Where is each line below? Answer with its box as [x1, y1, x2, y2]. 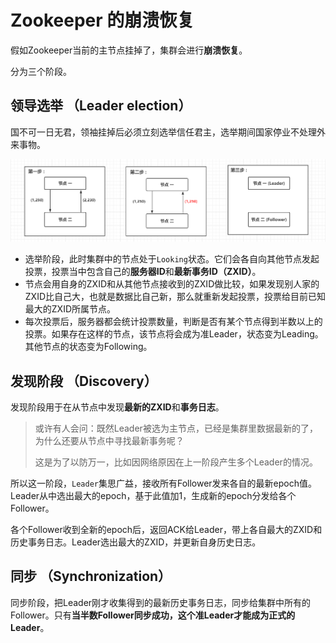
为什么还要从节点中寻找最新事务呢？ [34, 435, 185, 447]
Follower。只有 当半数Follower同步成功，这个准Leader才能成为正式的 [10, 609, 296, 621]
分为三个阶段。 [10, 65, 72, 77]
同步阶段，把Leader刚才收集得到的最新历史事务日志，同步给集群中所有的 [10, 596, 312, 608]
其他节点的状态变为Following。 [24, 341, 153, 353]
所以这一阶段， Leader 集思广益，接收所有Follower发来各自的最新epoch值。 [10, 477, 318, 490]
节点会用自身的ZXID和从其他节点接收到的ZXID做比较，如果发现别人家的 [24, 278, 320, 290]
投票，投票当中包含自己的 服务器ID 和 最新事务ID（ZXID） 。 [24, 266, 262, 278]
